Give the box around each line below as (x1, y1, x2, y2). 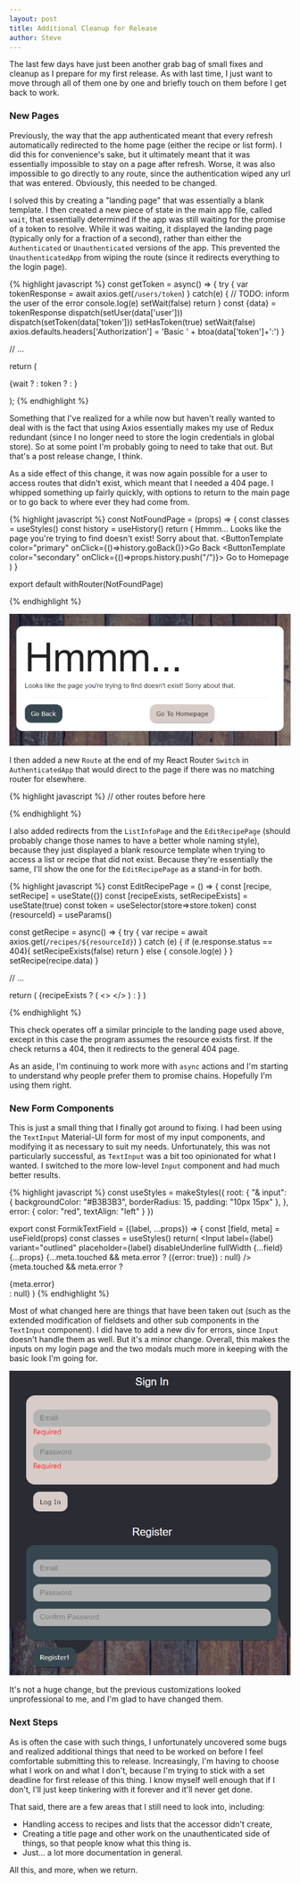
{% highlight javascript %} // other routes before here (9, 791, 205, 802)
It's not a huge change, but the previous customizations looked (9, 1685, 241, 1695)
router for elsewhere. (9, 773, 87, 784)
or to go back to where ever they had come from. (9, 496, 190, 507)
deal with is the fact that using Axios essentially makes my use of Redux (9, 422, 274, 433)
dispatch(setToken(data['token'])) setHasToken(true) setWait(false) (9, 316, 256, 327)
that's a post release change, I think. (9, 450, 143, 461)
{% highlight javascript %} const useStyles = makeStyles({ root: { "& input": (9, 1187, 287, 1198)
